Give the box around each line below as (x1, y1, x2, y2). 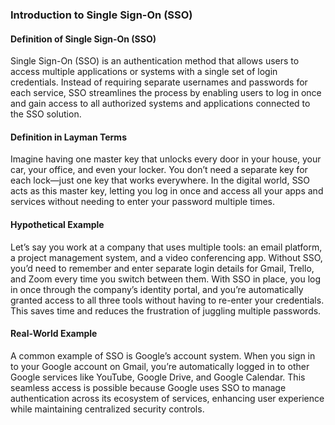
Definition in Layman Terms (10, 131, 127, 143)
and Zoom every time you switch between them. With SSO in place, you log (10, 273, 322, 285)
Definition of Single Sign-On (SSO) (10, 33, 157, 45)
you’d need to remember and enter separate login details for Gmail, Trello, (10, 262, 315, 274)
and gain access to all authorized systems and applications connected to (10, 98, 311, 110)
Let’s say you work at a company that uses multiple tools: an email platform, (10, 241, 323, 253)
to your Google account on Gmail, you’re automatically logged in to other (10, 360, 310, 372)
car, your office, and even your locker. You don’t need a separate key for (10, 164, 308, 176)
